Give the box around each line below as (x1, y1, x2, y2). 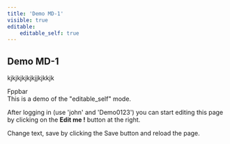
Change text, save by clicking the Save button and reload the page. (7, 129, 200, 138)
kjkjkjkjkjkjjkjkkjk (7, 74, 54, 82)
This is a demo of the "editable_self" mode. (7, 95, 131, 103)
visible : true (7, 17, 49, 24)
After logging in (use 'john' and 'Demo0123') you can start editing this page (7, 109, 224, 117)
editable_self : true (20, 29, 79, 37)
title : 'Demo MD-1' (7, 10, 64, 17)
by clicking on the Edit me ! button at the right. (7, 115, 141, 124)
